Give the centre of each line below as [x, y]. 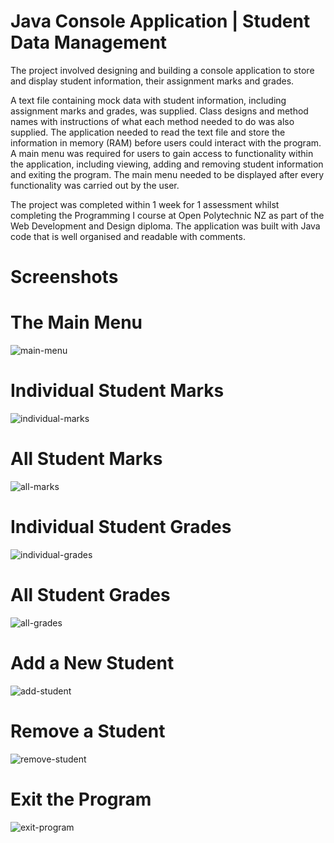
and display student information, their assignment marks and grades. [152, 81]
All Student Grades [90, 595]
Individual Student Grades [121, 527]
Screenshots [64, 277]
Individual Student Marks [117, 391]
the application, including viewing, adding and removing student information [167, 164]
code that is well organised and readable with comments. [128, 236]
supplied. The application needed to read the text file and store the [148, 132]
